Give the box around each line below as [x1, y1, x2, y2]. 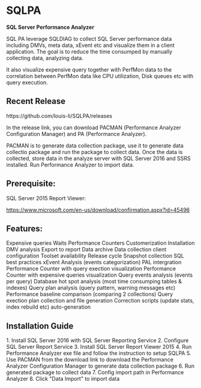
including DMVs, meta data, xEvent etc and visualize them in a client [6, 42, 175, 49]
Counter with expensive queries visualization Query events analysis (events [6, 271, 193, 279]
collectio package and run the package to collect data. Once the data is [6, 148, 183, 155]
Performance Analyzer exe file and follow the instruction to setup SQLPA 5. [6, 350, 191, 357]
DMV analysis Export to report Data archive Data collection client [6, 246, 167, 253]
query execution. [6, 79, 48, 86]
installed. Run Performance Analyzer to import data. [6, 161, 134, 168]
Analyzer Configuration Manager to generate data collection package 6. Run [6, 362, 195, 370]
